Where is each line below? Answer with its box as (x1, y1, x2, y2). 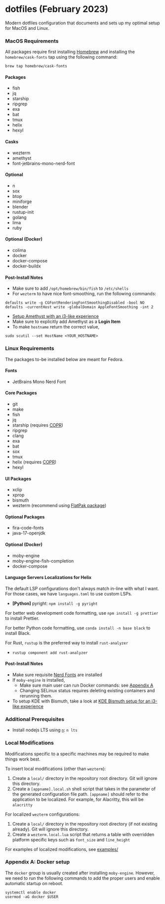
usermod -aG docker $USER (5, 894, 58, 899)
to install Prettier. (5, 615, 40, 621)
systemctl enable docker (5, 890, 56, 895)
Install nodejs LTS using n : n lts (12, 727, 78, 733)
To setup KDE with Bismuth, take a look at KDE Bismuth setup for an (12, 698, 151, 704)
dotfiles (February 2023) (5, 3, 109, 15)
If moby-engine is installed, (12, 677, 65, 683)
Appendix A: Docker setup (5, 858, 70, 865)
